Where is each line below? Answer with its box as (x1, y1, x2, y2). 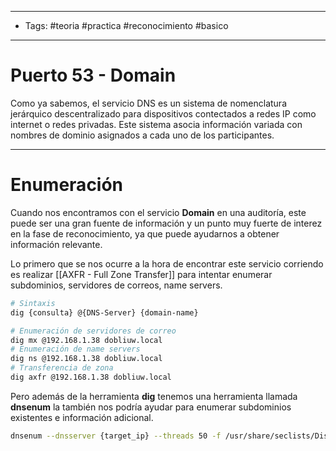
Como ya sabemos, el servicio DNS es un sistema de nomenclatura (10, 97, 287, 109)
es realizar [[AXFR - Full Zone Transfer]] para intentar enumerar (10, 268, 273, 280)
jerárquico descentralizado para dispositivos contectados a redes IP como (10, 107, 317, 120)
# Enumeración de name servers (10, 344, 141, 355)
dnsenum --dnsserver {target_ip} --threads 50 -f (10, 431, 222, 441)
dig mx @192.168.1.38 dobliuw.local (10, 335, 163, 345)
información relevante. (10, 238, 103, 250)
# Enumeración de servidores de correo (10, 326, 177, 336)
